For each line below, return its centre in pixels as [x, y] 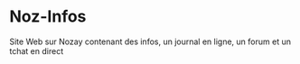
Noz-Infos [48, 17]
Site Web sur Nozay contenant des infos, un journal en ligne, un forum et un [150, 41]
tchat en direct [37, 50]
